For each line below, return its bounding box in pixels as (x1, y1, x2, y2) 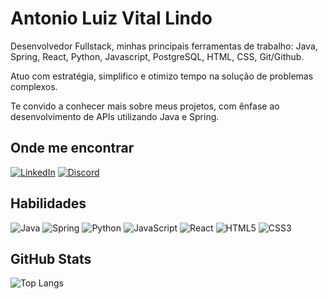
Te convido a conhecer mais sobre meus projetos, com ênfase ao (10, 100, 280, 112)
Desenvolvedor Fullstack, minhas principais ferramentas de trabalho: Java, (10, 40, 318, 52)
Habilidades (10, 195, 87, 212)
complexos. (10, 80, 58, 92)
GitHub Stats (10, 250, 92, 267)
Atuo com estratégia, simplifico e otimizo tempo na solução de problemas (10, 70, 314, 82)
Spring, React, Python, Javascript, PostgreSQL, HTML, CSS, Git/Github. (10, 50, 305, 62)
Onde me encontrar (10, 140, 135, 157)
